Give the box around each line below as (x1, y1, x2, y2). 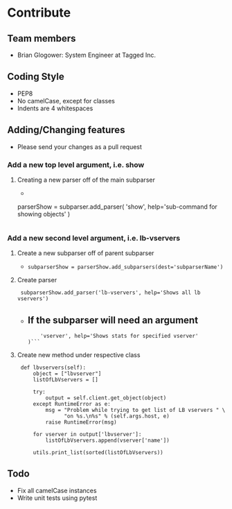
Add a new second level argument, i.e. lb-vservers (7, 233, 181, 243)
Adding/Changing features (7, 124, 125, 136)
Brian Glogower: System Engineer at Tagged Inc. (17, 51, 157, 59)
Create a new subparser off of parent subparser (17, 249, 154, 257)
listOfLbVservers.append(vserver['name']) (45, 437, 170, 445)
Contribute (7, 5, 71, 21)
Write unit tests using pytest (17, 494, 98, 502)
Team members (7, 33, 76, 44)
